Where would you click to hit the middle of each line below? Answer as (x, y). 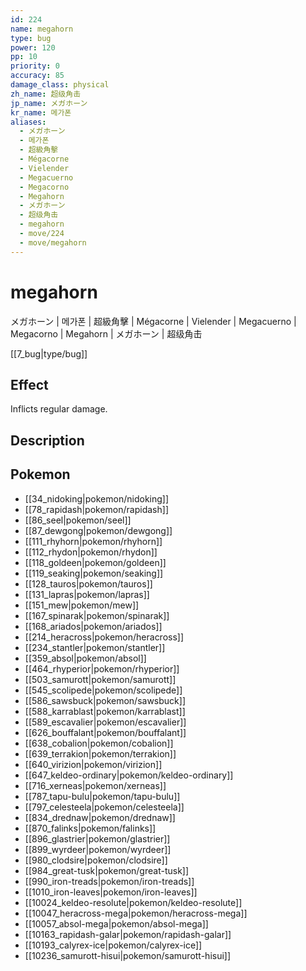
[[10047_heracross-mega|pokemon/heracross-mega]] (136, 913)
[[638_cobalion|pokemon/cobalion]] (99, 743)
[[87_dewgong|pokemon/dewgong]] (98, 530)
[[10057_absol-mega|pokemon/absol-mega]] (116, 923)
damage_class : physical (60, 85)
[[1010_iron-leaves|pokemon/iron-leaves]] (111, 892)
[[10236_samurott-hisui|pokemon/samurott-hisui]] (128, 955)
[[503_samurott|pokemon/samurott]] (100, 679)
